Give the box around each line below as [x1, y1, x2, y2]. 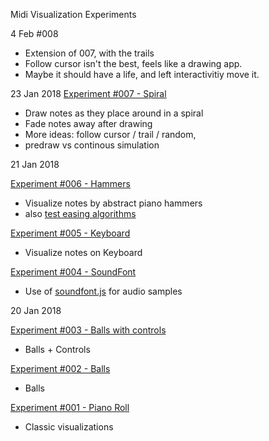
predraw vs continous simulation [24, 139, 160, 151]
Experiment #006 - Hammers [10, 178, 131, 189]
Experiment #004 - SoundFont [10, 266, 137, 278]
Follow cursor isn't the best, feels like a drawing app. [24, 58, 243, 69]
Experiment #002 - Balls [10, 363, 111, 374]
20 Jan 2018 [10, 305, 62, 316]
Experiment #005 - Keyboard [10, 227, 131, 239]
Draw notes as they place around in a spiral [24, 107, 204, 119]
